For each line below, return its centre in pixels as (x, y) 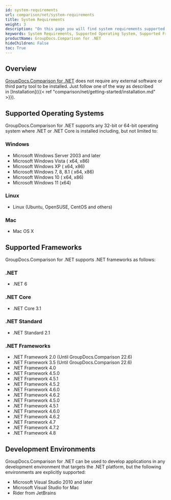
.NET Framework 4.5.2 (36, 384)
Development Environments (50, 449)
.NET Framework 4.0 (34, 368)
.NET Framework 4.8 (34, 433)
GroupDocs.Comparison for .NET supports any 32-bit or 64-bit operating (82, 126)
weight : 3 (16, 24)
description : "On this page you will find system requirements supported (85, 29)
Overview (21, 69)
